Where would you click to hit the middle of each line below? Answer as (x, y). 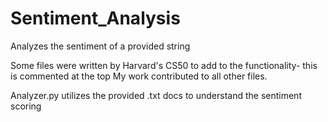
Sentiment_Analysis (95, 18)
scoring (26, 106)
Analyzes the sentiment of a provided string (100, 46)
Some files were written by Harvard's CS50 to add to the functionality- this (164, 65)
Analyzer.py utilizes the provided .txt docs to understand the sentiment (156, 95)
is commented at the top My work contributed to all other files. (139, 76)
